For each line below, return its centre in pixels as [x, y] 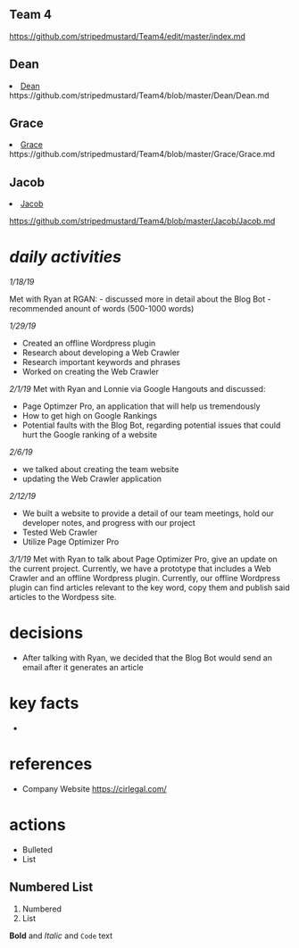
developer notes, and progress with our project [109, 523]
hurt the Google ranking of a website [90, 435]
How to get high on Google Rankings [90, 416]
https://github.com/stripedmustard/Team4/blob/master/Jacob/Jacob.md [142, 221]
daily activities [66, 257]
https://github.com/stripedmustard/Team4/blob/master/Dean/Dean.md [139, 95]
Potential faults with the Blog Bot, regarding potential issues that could [151, 425]
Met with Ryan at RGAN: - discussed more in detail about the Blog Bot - [140, 299]
